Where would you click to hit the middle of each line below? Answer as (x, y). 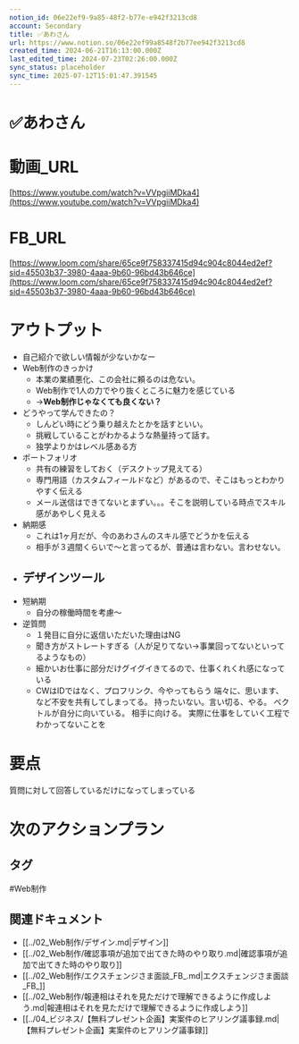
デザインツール (63, 578)
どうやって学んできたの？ (69, 412)
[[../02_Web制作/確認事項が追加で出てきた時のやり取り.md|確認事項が (151, 954)
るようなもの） (63, 657)
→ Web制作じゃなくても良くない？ (99, 401)
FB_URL (38, 238)
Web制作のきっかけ (58, 368)
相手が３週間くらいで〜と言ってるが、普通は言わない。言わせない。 (160, 547)
